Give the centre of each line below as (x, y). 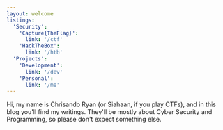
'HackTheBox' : (39, 46)
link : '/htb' (44, 53)
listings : (21, 20)
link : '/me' (42, 85)
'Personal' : (36, 78)
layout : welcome (30, 14)
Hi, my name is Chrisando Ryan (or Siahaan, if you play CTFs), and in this (111, 104)
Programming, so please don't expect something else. (84, 120)
